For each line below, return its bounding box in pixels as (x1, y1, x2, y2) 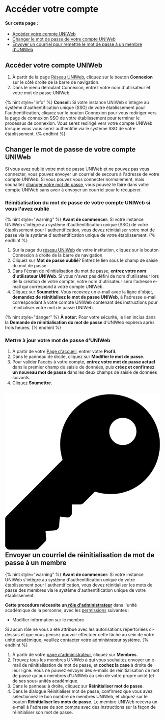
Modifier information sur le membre (12, 617, 84, 623)
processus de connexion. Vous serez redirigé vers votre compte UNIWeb (5, 120, 153, 126)
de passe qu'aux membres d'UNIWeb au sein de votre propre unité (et (12, 673, 155, 679)
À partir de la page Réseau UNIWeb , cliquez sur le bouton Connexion (12, 74, 153, 80)
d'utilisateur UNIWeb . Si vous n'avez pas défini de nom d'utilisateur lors (12, 273, 159, 279)
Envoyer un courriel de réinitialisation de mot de (5, 551, 155, 559)
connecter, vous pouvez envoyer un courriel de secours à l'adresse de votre (5, 171, 160, 177)
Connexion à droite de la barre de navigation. (12, 252, 104, 258)
